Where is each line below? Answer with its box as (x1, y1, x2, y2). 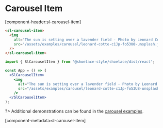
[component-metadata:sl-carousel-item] (5, 118, 86, 124)
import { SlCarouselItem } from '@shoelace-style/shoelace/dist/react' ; (5, 59, 155, 64)
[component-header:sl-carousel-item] (5, 19, 81, 25)
